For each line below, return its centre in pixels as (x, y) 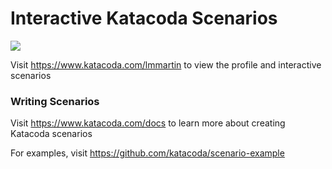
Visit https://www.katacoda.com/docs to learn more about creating (148, 123)
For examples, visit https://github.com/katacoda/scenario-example (147, 153)
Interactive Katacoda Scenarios (144, 18)
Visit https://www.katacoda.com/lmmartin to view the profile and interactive (166, 64)
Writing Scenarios (55, 101)
